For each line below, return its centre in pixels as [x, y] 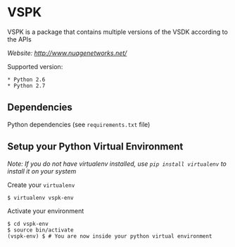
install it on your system [42, 171]
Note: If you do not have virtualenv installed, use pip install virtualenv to [117, 164]
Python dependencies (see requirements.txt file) [79, 124]
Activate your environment [46, 211]
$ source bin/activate [40, 230]
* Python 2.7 [26, 85]
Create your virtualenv [41, 185]
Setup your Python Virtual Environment [95, 146]
